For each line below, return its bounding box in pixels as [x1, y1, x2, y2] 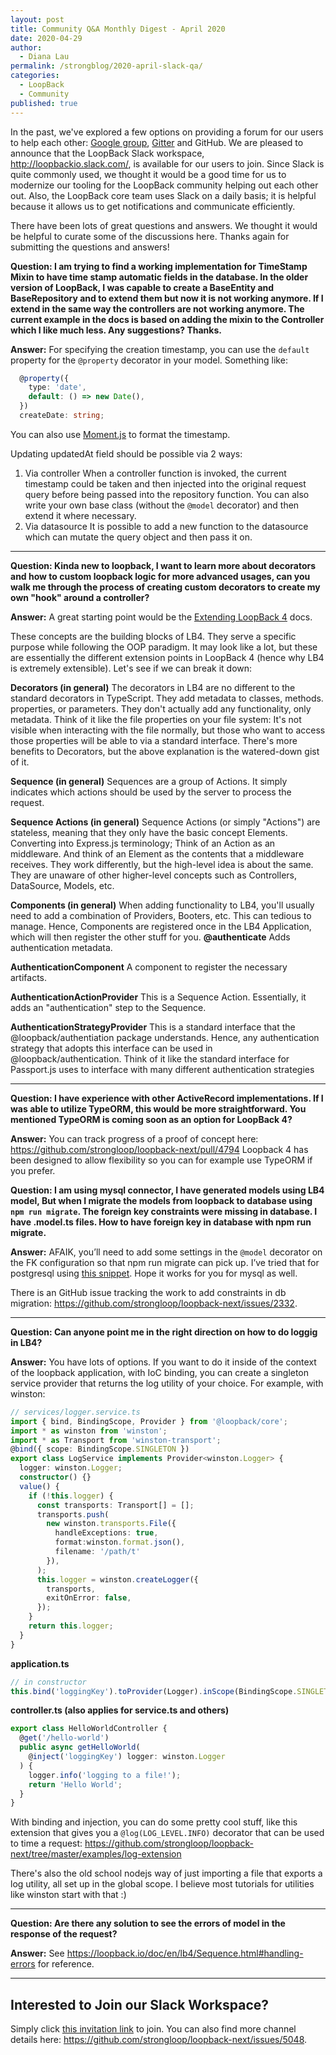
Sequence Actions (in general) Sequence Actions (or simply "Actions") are [10, 816, 321, 828]
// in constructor [10, 1677, 87, 1687]
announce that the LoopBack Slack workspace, [10, 147, 205, 159]
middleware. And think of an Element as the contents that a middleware [10, 847, 305, 860]
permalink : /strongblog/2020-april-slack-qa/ [10, 61, 203, 71]
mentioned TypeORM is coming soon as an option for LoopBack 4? [10, 1113, 293, 1125]
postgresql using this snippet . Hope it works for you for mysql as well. [10, 1267, 298, 1279]
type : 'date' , [28, 382, 87, 393]
